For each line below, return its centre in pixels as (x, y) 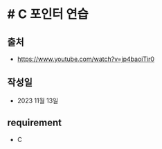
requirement (35, 123)
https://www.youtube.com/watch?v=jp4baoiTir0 (85, 59)
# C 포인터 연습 (48, 14)
